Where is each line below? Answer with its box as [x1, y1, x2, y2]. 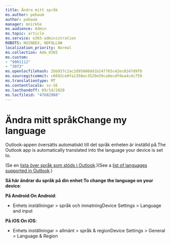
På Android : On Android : [5, 193, 57, 199]
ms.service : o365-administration [5, 36, 76, 41]
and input [12, 208, 33, 214]
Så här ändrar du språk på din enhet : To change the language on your [5, 178, 154, 184]
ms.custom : [5, 54, 28, 60]
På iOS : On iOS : [5, 218, 37, 224]
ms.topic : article [5, 31, 44, 36]
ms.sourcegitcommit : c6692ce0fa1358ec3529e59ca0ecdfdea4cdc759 [5, 74, 142, 79]
